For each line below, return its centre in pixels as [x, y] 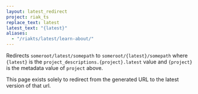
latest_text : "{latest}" [37, 28]
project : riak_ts [28, 17]
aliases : [17, 33]
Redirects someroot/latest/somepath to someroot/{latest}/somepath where [97, 56]
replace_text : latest [33, 22]
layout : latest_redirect [37, 11]
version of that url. [29, 85]
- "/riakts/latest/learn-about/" [53, 39]
